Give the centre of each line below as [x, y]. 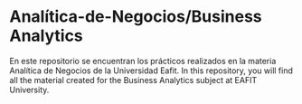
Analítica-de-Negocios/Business [136, 17]
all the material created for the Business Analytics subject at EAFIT [133, 80]
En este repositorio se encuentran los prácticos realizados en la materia [143, 61]
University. [29, 90]
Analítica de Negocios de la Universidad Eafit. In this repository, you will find [151, 71]
